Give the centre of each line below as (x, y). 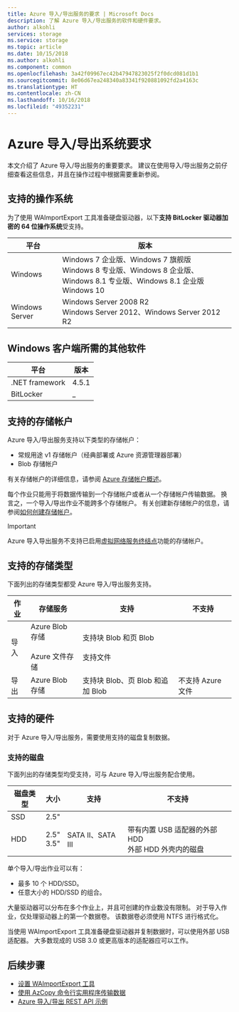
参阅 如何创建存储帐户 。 (42, 512)
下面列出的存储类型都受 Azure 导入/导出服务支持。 (81, 584)
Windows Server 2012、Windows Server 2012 (141, 312)
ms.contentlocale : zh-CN (44, 93)
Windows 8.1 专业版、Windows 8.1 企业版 (133, 281)
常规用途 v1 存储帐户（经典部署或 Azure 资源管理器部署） (101, 455)
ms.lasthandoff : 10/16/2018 (49, 100)
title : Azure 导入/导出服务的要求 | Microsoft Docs (81, 14)
